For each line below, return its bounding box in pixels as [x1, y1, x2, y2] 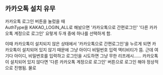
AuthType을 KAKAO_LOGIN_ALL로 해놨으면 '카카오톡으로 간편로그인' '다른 [5, 24, 149, 30]
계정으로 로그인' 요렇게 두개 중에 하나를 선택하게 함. [14, 30, 112, 36]
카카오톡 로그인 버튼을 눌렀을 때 [5, 18, 65, 24]
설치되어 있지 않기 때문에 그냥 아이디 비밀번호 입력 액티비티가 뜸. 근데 [21, 46, 154, 52]
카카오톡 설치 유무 [5, 4, 56, 13]
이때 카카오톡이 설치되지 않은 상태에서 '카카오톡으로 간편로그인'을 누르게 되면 [5, 41, 151, 46]
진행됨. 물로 [14, 65, 37, 71]
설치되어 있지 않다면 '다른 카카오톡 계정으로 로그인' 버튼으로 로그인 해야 [10, 59, 145, 64]
